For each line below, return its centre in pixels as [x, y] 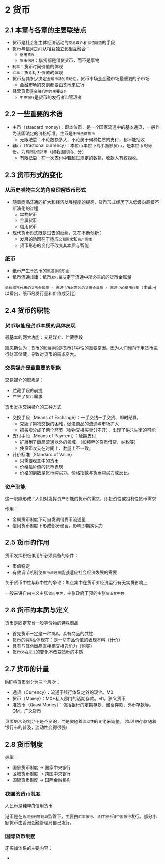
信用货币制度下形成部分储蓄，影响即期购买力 [58, 526]
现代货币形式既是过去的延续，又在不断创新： [58, 233]
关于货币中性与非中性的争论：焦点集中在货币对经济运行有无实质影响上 [76, 582]
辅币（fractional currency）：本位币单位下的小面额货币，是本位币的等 [82, 145]
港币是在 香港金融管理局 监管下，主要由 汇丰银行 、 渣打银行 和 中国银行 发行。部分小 [81, 816]
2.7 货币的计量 [27, 669]
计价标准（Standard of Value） [43, 454]
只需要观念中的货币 [39, 460]
